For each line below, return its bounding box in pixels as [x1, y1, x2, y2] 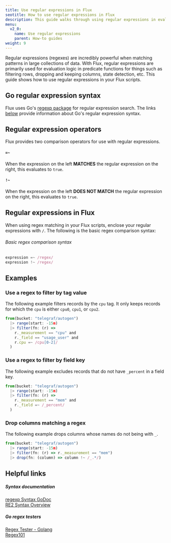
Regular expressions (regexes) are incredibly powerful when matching [5, 55, 153, 61]
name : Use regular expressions [14, 31, 81, 36]
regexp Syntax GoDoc [5, 497, 52, 503]
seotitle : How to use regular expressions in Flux [5, 12, 115, 17]
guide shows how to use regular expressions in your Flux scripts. [5, 76, 141, 82]
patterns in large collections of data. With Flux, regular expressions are [5, 60, 154, 66]
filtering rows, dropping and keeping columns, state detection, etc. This [5, 71, 155, 77]
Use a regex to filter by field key [5, 357, 85, 364]
